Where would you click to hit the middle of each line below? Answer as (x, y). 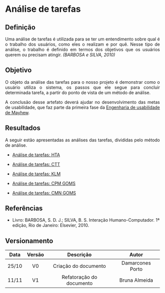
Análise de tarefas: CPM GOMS (44, 183)
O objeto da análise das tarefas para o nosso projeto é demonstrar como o (82, 82)
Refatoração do (79, 277)
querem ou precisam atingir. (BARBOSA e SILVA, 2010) (60, 55)
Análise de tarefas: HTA (36, 155)
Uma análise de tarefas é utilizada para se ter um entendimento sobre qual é (82, 39)
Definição (20, 27)
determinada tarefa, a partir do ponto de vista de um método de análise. (78, 93)
